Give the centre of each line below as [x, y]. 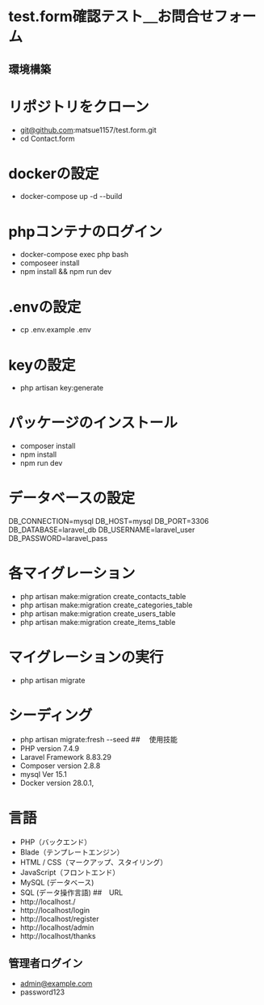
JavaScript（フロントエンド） [70, 872]
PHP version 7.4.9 [49, 748]
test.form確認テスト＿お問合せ [111, 17]
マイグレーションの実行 [86, 658]
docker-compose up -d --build [71, 196]
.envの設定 [45, 307]
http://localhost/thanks [58, 935]
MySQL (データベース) [57, 882]
